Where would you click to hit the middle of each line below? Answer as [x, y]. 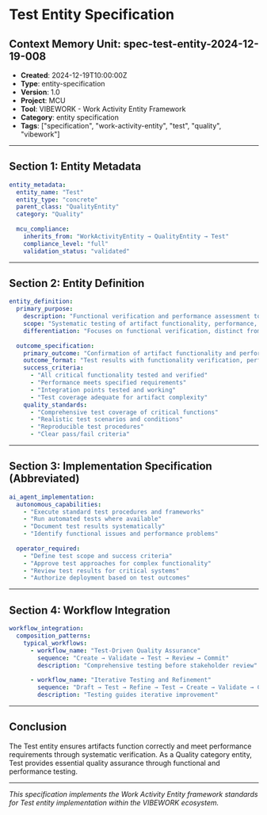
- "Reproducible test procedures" [87, 427]
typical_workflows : [55, 643]
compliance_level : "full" [66, 243]
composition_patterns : [53, 636]
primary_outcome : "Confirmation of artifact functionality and [130, 353]
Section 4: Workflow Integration [90, 610]
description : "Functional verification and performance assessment [137, 316]
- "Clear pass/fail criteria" [80, 434]
